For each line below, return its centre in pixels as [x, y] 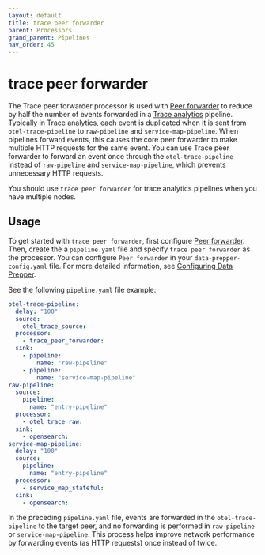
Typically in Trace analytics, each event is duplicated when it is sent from [127, 123]
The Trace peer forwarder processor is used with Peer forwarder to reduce [131, 106]
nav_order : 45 [32, 45]
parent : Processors [40, 30]
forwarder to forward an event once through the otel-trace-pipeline [121, 157]
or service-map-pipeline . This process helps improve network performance [131, 534]
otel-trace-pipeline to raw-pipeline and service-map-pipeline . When [123, 131]
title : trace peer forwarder [56, 23]
